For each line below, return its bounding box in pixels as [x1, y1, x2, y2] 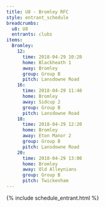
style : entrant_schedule [6, 15, 69, 21]
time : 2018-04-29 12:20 [22, 122, 83, 128]
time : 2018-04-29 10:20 [22, 54, 83, 60]
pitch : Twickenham [22, 178, 69, 184]
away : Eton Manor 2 [22, 133, 71, 139]
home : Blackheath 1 [22, 59, 71, 65]
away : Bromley [22, 65, 59, 71]
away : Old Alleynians [22, 166, 77, 172]
